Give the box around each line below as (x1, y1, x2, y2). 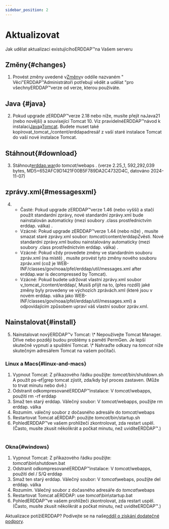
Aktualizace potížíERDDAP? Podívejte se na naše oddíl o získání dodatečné (5, 513, 160, 519)
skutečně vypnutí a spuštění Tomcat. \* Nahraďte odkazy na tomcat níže (12, 342, 163, 348)
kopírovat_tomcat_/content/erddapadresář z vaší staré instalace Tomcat (12, 129, 162, 135)
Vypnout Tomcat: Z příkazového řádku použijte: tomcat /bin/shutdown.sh (12, 371, 164, 377)
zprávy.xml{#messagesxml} (5, 188, 97, 196)
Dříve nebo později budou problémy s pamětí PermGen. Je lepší (12, 337, 146, 343)
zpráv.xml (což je (20, 260, 56, 266)
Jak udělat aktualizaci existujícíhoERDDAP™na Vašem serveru (5, 46, 133, 52)
